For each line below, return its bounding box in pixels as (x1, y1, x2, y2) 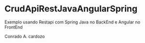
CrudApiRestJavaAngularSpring (4, 3, 138, 14)
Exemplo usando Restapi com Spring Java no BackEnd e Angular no (4, 19, 141, 25)
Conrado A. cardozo (4, 33, 45, 39)
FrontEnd (4, 24, 23, 30)
